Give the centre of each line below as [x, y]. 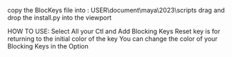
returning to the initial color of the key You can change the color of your [112, 39]
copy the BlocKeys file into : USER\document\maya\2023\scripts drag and [116, 10]
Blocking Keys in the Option [48, 46]
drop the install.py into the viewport [60, 18]
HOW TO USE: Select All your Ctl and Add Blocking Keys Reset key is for [114, 31]
